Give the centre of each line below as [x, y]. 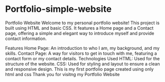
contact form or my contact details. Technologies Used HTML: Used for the [82, 58]
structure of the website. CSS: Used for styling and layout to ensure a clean [83, 64]
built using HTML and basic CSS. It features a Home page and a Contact [79, 28]
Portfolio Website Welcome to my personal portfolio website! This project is [82, 23]
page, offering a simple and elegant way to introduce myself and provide [80, 33]
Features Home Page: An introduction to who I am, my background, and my [82, 48]
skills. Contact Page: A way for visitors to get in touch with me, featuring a [81, 53]
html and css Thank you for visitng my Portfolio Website [63, 74]
